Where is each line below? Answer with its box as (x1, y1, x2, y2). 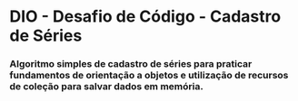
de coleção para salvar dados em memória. (9, 80, 204, 93)
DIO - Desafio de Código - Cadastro (9, 6, 282, 27)
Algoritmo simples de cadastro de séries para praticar (9, 58, 253, 70)
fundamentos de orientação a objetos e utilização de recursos (9, 69, 289, 82)
